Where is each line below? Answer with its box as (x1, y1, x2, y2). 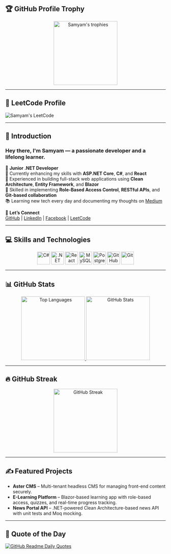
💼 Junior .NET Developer (5, 165, 59, 171)
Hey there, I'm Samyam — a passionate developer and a (5, 147, 146, 154)
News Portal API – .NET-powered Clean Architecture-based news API (12, 505, 159, 511)
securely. (12, 488, 32, 494)
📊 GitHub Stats (5, 280, 55, 289)
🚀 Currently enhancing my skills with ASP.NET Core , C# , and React (5, 170, 147, 177)
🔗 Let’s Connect (5, 210, 40, 216)
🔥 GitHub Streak (5, 375, 58, 384)
